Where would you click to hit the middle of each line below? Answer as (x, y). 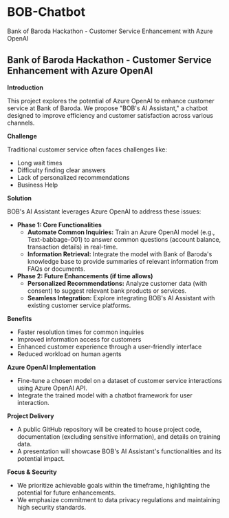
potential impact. (41, 458)
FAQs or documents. (56, 269)
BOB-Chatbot (46, 12)
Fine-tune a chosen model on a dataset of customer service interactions (119, 380)
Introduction (25, 87)
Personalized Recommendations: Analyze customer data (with (117, 283)
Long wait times (40, 163)
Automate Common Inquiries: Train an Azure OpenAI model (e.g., (121, 232)
